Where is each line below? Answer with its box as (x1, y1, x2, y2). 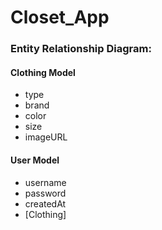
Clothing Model (10, 66, 76, 78)
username (24, 176, 67, 188)
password (24, 187, 67, 199)
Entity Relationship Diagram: (10, 42, 152, 56)
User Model (10, 154, 60, 166)
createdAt (24, 197, 67, 210)
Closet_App (10, 6, 110, 29)
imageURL (24, 131, 68, 143)
